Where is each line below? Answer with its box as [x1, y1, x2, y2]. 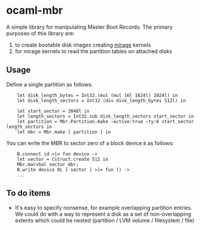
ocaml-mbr [6, 4, 63, 17]
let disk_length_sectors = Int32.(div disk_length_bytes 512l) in [17, 97, 186, 103]
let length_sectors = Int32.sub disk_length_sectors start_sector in [17, 113, 195, 119]
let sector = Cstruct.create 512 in [17, 156, 109, 162]
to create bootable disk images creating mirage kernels [14, 41, 151, 48]
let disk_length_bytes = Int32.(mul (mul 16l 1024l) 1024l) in [17, 92, 178, 99]
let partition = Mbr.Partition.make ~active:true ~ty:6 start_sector [17, 118, 195, 124]
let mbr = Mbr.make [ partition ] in [17, 129, 111, 135]
